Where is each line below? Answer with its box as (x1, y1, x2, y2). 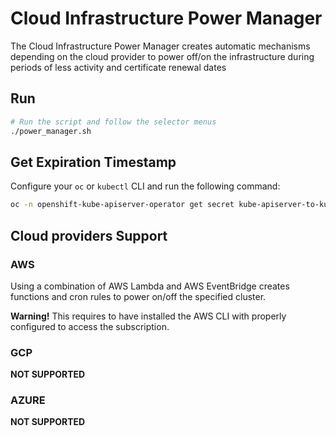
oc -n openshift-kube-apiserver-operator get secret (10, 200, 235, 210)
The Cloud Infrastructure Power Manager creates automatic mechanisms (10, 40, 311, 52)
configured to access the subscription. (10, 320, 170, 332)
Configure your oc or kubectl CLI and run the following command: (10, 180, 281, 192)
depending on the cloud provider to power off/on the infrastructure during (10, 50, 315, 62)
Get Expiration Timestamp (10, 153, 177, 171)
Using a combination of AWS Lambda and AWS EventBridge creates (10, 280, 290, 292)
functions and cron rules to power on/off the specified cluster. (10, 290, 267, 302)
